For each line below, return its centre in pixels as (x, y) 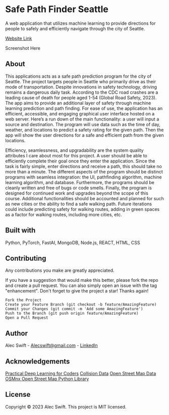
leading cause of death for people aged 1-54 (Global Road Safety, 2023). (81, 97)
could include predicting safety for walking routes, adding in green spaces (82, 209)
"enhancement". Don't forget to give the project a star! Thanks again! (77, 291)
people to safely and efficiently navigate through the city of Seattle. (75, 28)
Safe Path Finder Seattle (57, 9)
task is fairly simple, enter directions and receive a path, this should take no (84, 166)
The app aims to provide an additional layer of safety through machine (78, 103)
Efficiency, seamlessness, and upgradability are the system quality (74, 150)
